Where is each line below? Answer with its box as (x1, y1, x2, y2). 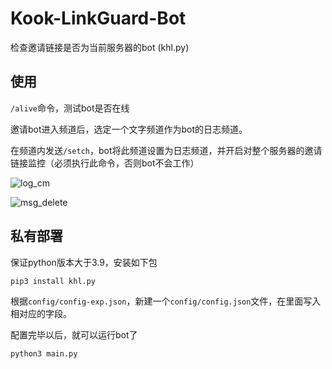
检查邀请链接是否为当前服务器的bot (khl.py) (10, 41, 190, 53)
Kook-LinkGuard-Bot (10, 7, 187, 30)
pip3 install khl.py (10, 276, 97, 286)
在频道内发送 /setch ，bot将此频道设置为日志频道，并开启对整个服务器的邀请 (10, 144, 323, 156)
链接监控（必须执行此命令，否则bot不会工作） (10, 157, 200, 169)
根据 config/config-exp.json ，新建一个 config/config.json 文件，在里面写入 (10, 295, 322, 307)
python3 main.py (10, 348, 78, 359)
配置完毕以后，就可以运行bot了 (10, 328, 138, 341)
